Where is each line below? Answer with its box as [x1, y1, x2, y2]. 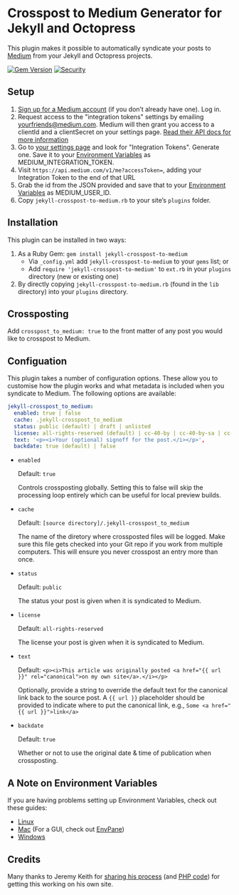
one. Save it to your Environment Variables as [17, 150, 151, 158]
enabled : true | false [14, 410, 81, 417]
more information [17, 135, 69, 143]
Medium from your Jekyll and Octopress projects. [7, 51, 153, 60]
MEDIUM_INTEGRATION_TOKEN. [17, 158, 115, 166]
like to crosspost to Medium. [7, 334, 91, 343]
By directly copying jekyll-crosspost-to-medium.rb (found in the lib [17, 280, 219, 288]
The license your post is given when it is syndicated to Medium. [17, 638, 205, 647]
